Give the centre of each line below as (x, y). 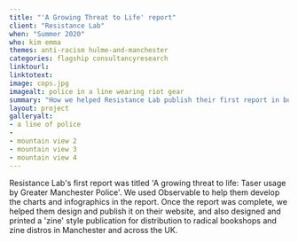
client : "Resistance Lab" (57, 26)
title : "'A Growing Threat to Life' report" (93, 17)
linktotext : (31, 75)
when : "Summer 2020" (47, 34)
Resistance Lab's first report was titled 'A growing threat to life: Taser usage (148, 183)
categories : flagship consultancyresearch (89, 59)
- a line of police (45, 125)
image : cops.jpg (39, 83)
